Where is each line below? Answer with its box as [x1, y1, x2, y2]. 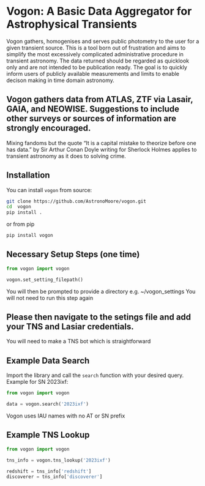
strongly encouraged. [6, 123, 91, 133]
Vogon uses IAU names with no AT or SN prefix [6, 412, 125, 419]
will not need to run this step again [6, 294, 94, 301]
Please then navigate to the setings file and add [6, 312, 192, 323]
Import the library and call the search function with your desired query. [6, 372, 184, 379]
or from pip [6, 220, 35, 228]
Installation [6, 170, 50, 181]
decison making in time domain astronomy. [6, 77, 115, 84]
